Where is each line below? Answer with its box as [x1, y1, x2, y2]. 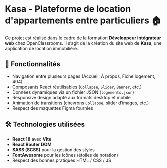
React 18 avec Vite [12, 136, 52, 142]
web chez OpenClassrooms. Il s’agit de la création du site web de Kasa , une [5, 40, 162, 46]
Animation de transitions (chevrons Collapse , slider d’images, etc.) [12, 100, 149, 106]
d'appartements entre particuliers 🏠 [5, 15, 161, 26]
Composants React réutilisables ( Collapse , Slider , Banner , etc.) [12, 84, 142, 90]
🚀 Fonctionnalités [5, 60, 61, 68]
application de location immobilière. [5, 45, 78, 51]
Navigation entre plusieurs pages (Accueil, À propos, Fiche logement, [12, 73, 156, 79]
